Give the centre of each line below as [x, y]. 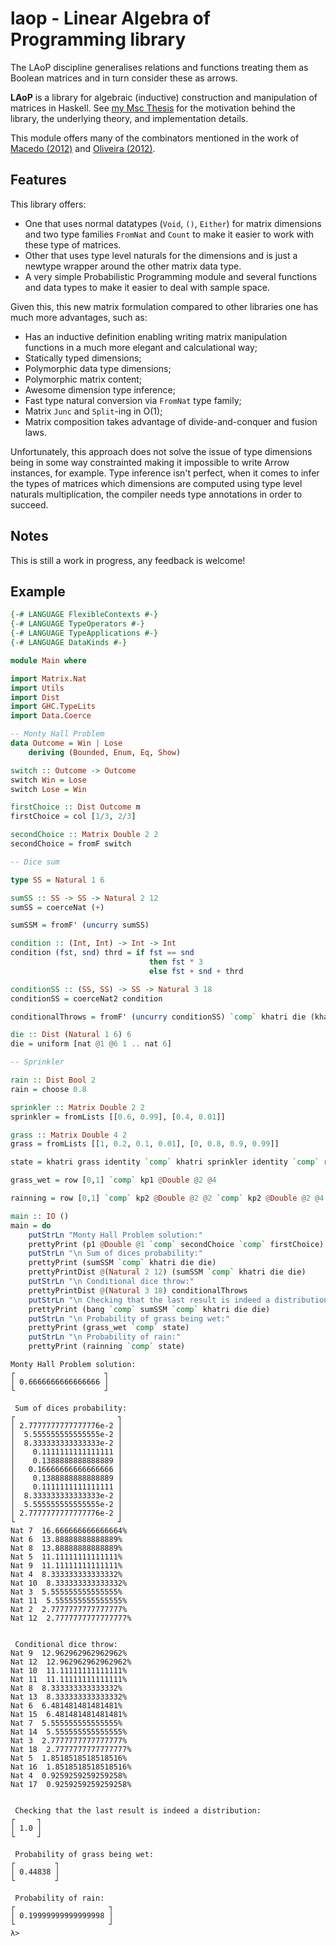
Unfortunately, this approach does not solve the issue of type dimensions [161, 451]
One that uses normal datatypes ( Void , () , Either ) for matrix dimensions [173, 223]
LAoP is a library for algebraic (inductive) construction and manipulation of [164, 97]
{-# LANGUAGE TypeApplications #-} [84, 633]
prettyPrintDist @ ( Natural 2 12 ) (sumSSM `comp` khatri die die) [167, 1272]
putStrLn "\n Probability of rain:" [105, 1337]
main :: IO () [40, 1216]
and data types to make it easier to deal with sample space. [147, 287]
